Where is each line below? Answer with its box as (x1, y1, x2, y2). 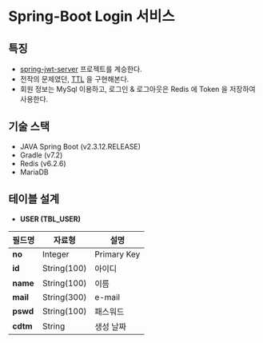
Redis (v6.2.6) (19, 158, 66, 168)
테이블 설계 (8, 193, 60, 206)
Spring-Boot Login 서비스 (8, 7, 175, 26)
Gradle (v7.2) (19, 150, 63, 160)
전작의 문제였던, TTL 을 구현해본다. (19, 74, 130, 84)
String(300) (42, 291, 87, 302)
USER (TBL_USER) (19, 213, 82, 224)
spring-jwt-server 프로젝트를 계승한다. (19, 65, 142, 74)
